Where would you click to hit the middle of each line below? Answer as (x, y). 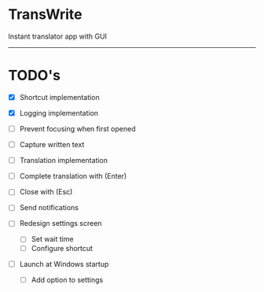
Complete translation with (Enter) (73, 176)
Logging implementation (59, 113)
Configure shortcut (62, 248)
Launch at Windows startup (64, 264)
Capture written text (52, 145)
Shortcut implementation (59, 97)
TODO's (35, 76)
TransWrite (45, 15)
